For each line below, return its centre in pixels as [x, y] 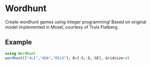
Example [19, 42]
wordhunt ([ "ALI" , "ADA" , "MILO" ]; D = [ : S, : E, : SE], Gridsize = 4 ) [67, 58]
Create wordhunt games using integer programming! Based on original [76, 22]
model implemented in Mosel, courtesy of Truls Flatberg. [62, 27]
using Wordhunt [20, 53]
